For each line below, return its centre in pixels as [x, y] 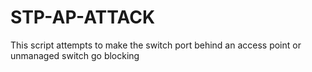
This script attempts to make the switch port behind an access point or [156, 45]
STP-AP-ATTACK [83, 17]
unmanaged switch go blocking [75, 55]
